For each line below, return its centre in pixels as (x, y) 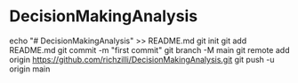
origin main (30, 69)
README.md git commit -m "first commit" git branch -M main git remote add (149, 49)
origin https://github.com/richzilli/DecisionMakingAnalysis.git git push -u (142, 59)
